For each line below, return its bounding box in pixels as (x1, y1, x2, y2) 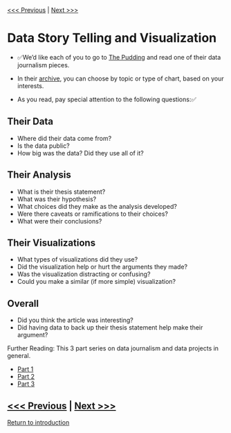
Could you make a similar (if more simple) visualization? (17, 278, 176, 286)
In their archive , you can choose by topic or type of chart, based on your (17, 74, 224, 83)
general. (7, 352, 31, 360)
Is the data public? (17, 142, 71, 150)
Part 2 (17, 373, 35, 381)
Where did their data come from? (17, 134, 112, 142)
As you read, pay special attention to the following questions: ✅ (17, 95, 197, 103)
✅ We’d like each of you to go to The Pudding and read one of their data (17, 53, 221, 61)
